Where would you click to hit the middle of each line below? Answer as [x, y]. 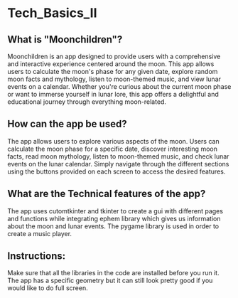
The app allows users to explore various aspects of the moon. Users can [113, 141]
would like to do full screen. [48, 288]
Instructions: [37, 256]
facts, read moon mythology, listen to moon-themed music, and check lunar [118, 156]
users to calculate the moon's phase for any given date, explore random [113, 71]
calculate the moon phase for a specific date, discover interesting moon [113, 149]
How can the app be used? [67, 124]
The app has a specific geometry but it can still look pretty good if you [110, 281]
